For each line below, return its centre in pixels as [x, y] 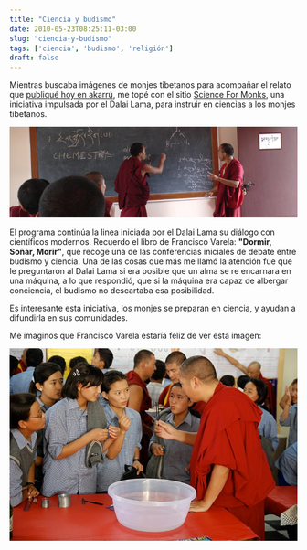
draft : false [34, 58]
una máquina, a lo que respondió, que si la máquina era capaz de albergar [149, 280]
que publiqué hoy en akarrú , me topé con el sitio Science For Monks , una [147, 95]
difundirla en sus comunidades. [69, 317]
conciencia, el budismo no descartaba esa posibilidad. [112, 290]
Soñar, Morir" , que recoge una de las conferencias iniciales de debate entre [153, 251]
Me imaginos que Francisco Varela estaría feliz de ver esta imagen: [136, 335]
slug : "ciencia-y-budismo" [61, 38]
